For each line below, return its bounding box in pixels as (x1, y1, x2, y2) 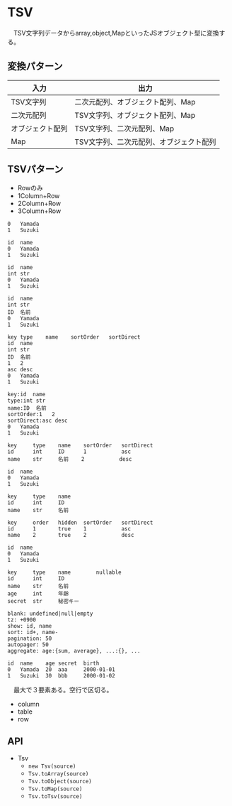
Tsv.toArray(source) (28, 770, 89, 778)
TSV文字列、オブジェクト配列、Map (74, 110, 196, 120)
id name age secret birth (7, 660, 100, 667)
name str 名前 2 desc (7, 455, 132, 462)
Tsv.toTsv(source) (28, 793, 83, 800)
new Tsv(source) (28, 763, 76, 770)
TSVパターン (7, 163, 64, 175)
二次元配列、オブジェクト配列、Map (74, 97, 196, 107)
